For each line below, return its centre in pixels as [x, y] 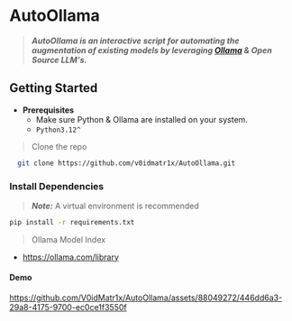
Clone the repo [59, 146]
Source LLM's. [59, 60]
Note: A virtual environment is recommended [115, 206]
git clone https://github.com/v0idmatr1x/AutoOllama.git [127, 163]
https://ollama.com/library [71, 257]
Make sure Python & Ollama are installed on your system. [141, 119]
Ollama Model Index [68, 239]
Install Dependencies [57, 186]
